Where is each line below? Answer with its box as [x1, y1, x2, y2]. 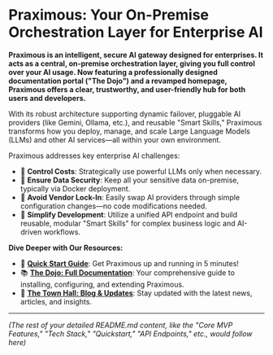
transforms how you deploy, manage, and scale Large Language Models [8, 126, 250, 136]
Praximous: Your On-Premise [8, 6, 210, 24]
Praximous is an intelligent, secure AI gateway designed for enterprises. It [8, 50, 264, 59]
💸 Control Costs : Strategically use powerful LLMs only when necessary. [19, 166, 262, 176]
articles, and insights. [19, 296, 92, 306]
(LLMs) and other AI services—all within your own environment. [8, 134, 222, 144]
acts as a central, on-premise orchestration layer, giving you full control [8, 59, 256, 68]
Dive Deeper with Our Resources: [8, 243, 123, 252]
